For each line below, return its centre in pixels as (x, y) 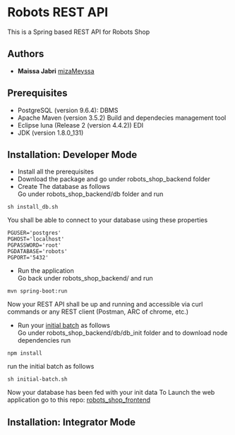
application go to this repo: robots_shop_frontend (79, 400)
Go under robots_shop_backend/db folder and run (90, 194)
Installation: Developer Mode (72, 155)
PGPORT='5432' (28, 258)
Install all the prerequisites (55, 172)
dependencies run (44, 341)
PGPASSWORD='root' (34, 245)
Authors (26, 54)
